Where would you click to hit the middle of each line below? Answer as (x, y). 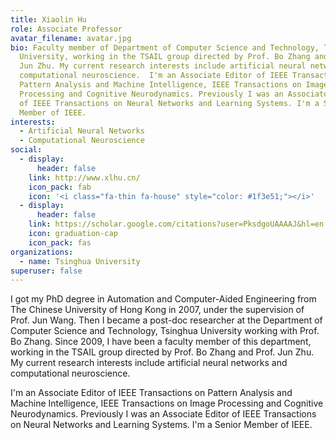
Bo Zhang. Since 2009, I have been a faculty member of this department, (161, 342)
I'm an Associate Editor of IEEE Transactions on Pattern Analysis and (151, 393)
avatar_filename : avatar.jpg (71, 38)
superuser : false (46, 271)
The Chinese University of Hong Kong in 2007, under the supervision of (157, 310)
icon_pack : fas (60, 242)
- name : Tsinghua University (80, 261)
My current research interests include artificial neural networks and (149, 363)
